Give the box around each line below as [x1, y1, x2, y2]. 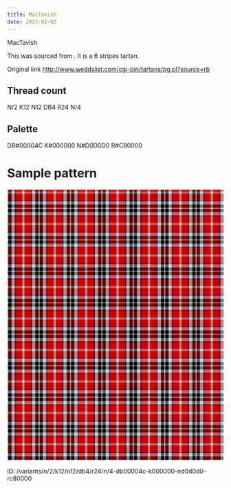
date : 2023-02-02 [7, 18, 57, 26]
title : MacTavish [7, 11, 57, 18]
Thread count [7, 85, 67, 96]
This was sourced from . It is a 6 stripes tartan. [7, 52, 140, 60]
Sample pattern [7, 165, 98, 181]
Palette [7, 123, 38, 134]
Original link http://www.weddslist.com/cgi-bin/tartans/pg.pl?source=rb [7, 65, 210, 73]
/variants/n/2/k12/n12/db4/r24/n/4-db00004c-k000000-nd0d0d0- [16, 467, 206, 476]
